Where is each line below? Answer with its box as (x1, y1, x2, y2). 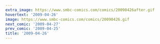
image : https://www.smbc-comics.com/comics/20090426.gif (5, 17, 130, 22)
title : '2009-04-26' (5, 31, 50, 36)
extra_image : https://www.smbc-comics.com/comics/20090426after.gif (5, 7, 155, 13)
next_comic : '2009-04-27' (5, 21, 61, 27)
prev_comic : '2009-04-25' (5, 26, 61, 31)
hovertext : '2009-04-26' (5, 12, 58, 17)
